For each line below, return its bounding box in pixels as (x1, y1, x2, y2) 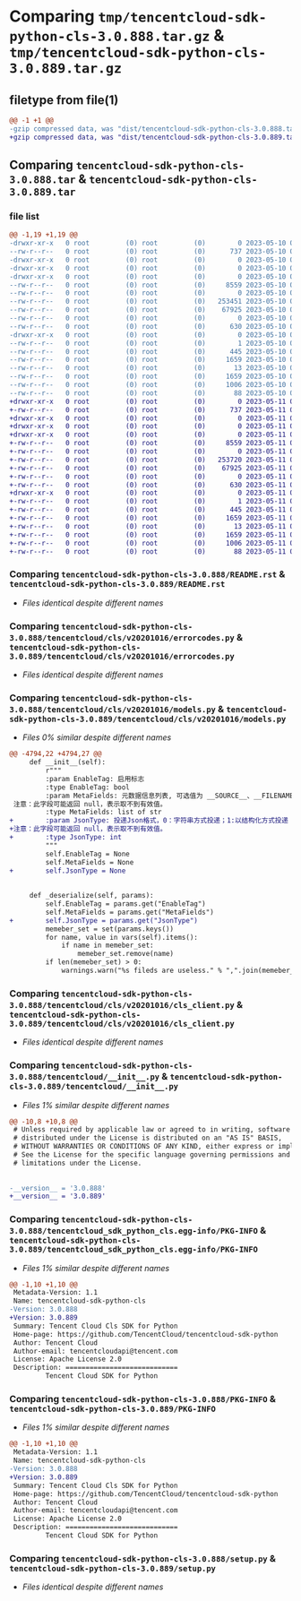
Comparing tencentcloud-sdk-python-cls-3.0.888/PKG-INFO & (9, 1393, 276, 1406)
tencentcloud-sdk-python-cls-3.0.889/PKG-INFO (9, 1404, 217, 1415)
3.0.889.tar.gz (9, 60, 123, 77)
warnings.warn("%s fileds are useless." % (61, 966, 222, 976)
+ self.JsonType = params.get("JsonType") (9, 916, 199, 925)
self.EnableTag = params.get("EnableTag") (45, 899, 206, 908)
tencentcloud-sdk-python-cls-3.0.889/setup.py (9, 1563, 217, 1573)
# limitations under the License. (13, 1158, 142, 1167)
